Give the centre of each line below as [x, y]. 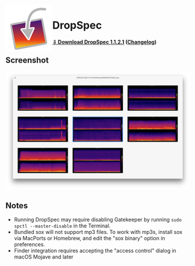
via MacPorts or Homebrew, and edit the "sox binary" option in [89, 239]
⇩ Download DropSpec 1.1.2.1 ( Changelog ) [105, 42]
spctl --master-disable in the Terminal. [62, 226]
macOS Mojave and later [44, 257]
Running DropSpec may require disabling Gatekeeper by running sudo [98, 220]
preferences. [29, 244]
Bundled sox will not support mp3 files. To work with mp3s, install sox [98, 232]
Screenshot [27, 61]
